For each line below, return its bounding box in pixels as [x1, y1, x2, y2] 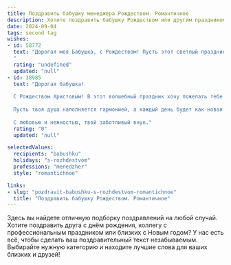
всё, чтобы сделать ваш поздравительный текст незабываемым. [7, 235, 198, 244]
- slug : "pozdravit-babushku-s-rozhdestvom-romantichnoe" [7, 189, 177, 195]
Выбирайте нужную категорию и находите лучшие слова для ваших [7, 243, 208, 251]
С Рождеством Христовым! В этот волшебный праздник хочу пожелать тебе [13, 94, 223, 100]
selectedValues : [7, 144, 54, 151]
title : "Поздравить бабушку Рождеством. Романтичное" [13, 195, 170, 202]
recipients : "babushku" [13, 151, 81, 158]
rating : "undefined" [13, 61, 72, 68]
